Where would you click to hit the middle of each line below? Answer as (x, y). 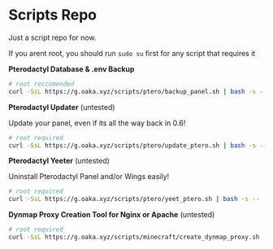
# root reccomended (41, 84)
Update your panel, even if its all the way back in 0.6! (97, 123)
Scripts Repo (53, 15)
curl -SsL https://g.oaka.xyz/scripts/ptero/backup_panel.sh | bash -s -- (138, 91)
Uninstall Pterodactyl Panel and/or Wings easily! (89, 177)
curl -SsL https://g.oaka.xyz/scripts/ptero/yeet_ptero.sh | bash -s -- (134, 199)
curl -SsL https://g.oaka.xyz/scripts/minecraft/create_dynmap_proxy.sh (134, 238)
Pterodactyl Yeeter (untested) (59, 161)
